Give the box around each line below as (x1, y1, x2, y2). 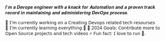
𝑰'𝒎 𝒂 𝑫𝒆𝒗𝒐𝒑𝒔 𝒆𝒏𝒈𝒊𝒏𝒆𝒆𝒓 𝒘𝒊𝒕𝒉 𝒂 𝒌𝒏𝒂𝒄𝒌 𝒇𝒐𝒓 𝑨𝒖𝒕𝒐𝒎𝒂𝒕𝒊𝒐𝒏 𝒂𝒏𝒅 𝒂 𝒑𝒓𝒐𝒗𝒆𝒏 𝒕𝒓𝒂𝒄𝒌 (5, 4, 155, 10)
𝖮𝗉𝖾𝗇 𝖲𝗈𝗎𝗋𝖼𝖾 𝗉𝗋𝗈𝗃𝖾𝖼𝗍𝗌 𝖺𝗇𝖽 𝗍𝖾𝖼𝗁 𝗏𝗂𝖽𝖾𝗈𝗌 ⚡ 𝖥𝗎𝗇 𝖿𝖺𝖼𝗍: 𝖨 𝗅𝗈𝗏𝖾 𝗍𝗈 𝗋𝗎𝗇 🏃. (5, 31, 146, 36)
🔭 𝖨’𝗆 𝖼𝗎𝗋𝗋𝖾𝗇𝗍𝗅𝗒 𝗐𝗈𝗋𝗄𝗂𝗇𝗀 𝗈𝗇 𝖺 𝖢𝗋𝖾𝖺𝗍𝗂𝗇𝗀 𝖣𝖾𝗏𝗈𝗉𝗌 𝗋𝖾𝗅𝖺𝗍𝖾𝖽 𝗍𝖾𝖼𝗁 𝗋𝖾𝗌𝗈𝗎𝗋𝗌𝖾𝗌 (5, 20, 155, 25)
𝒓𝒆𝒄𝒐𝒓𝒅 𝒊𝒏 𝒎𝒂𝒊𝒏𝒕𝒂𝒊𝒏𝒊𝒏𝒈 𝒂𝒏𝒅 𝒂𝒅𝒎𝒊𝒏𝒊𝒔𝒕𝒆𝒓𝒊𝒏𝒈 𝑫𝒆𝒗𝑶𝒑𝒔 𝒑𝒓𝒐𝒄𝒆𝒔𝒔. (5, 10, 129, 15)
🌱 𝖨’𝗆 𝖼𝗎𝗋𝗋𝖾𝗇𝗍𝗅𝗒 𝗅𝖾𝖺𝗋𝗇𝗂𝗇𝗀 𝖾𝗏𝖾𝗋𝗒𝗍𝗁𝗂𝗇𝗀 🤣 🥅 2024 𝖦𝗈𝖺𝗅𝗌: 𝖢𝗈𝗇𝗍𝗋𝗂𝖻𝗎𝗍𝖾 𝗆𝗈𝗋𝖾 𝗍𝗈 (5, 25, 160, 31)
